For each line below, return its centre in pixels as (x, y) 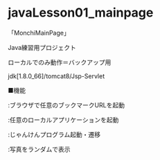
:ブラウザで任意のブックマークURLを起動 (66, 105)
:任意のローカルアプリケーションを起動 (63, 120)
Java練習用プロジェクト (42, 47)
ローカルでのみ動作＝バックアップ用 (60, 62)
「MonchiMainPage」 (39, 33)
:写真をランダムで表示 (39, 149)
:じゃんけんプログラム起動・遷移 (54, 134)
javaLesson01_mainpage (81, 13)
